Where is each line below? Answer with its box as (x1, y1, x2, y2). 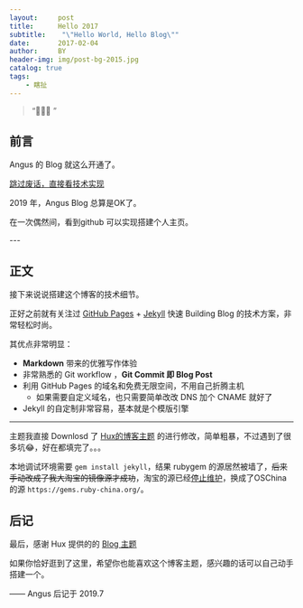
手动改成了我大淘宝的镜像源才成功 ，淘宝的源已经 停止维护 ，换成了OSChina (9, 472, 287, 483)
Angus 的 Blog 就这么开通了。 (9, 159, 120, 170)
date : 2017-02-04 (9, 38, 99, 48)
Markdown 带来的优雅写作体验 (22, 358, 138, 369)
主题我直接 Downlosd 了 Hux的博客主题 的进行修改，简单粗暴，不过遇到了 (9, 431, 284, 442)
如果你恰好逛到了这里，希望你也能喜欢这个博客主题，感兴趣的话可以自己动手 (9, 557, 294, 569)
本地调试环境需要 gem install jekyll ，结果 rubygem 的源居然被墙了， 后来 (9, 462, 289, 472)
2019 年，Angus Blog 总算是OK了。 (9, 198, 142, 209)
